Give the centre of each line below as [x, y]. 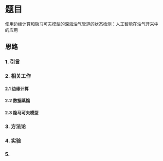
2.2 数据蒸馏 [18, 101]
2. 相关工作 [18, 76]
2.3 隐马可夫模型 [22, 112]
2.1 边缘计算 [17, 89]
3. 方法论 [16, 126]
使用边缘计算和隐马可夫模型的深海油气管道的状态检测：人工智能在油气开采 [80, 24]
